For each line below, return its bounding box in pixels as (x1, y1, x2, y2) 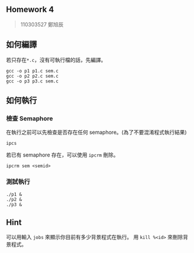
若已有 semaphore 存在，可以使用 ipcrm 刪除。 (6, 151, 119, 158)
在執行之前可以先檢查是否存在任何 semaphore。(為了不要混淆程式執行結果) (6, 129, 187, 136)
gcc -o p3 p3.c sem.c (6, 78, 59, 84)
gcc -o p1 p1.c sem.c (6, 68, 59, 74)
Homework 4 (6, 5, 54, 15)
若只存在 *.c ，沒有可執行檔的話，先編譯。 (6, 56, 106, 63)
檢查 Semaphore (6, 114, 54, 122)
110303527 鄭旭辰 (20, 20, 64, 28)
